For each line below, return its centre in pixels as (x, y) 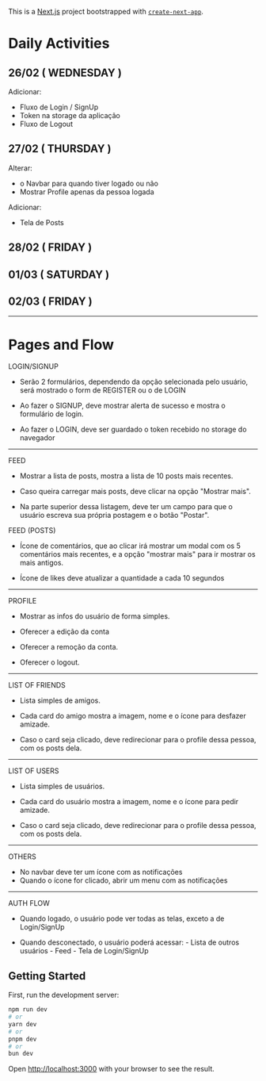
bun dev (21, 1054)
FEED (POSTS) (32, 531)
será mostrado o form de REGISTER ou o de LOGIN (103, 390)
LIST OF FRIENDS (37, 685)
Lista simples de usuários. (62, 786)
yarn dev (23, 1024)
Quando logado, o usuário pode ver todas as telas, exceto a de (122, 918)
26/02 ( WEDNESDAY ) (65, 73)
